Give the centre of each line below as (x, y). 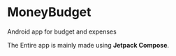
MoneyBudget (50, 12)
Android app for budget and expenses (62, 31)
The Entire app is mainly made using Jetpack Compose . (88, 45)
